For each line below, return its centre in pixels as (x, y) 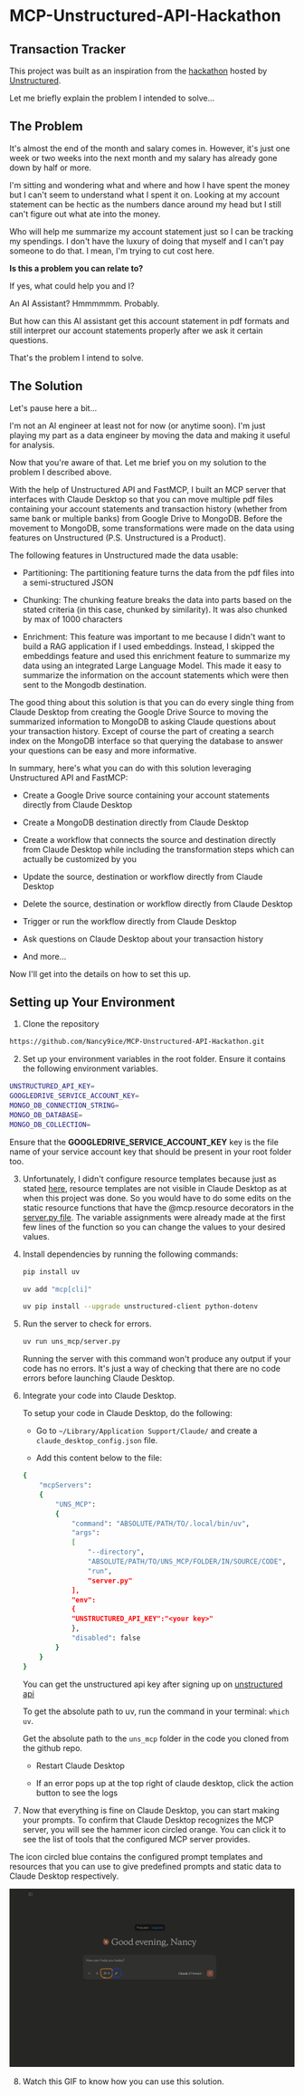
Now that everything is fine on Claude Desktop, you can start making (151, 1810)
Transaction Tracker (68, 49)
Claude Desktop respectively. (64, 1876)
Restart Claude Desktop (80, 1766)
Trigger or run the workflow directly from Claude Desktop (129, 921)
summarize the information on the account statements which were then (156, 675)
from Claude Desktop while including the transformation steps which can (158, 849)
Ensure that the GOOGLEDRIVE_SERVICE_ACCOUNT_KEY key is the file (144, 1142)
